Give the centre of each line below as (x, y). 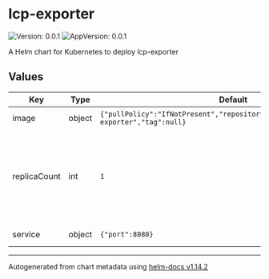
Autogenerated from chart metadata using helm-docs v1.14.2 (108, 266)
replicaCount (37, 176)
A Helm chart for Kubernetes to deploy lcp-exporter (93, 51)
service (26, 234)
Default (233, 99)
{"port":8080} (126, 234)
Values (26, 77)
